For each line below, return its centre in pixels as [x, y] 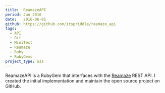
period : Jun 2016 [23, 15]
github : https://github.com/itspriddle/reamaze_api [61, 24]
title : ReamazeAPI [26, 10]
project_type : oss [24, 61]
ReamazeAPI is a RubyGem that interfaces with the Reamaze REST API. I [80, 75]
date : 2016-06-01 [26, 19]
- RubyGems [21, 57]
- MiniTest [21, 43]
